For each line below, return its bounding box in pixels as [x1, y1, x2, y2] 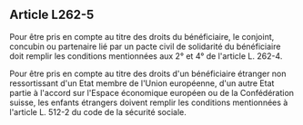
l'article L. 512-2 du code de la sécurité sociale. [9, 106, 187, 117]
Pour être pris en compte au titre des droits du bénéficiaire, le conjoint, [9, 31, 275, 42]
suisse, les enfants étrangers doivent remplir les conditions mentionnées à [9, 97, 288, 108]
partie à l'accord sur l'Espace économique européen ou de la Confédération [9, 87, 294, 98]
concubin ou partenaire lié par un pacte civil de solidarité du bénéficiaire [9, 41, 281, 52]
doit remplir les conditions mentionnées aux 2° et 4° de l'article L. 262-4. [9, 50, 283, 62]
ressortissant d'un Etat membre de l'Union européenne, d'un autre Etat [9, 77, 275, 89]
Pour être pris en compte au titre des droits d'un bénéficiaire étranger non [9, 68, 287, 79]
